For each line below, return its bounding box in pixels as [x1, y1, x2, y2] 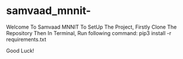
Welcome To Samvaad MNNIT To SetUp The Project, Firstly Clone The [6, 23, 177, 30]
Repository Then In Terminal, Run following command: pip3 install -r [6, 29, 172, 36]
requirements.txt [6, 36, 47, 43]
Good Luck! [6, 47, 34, 54]
